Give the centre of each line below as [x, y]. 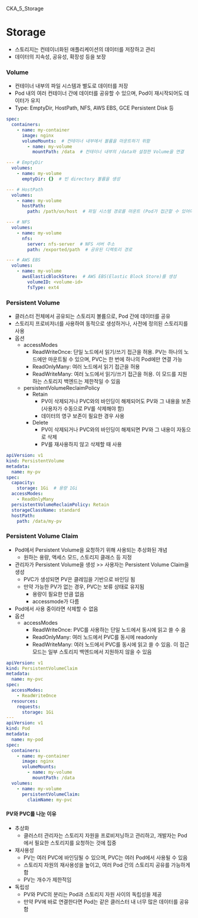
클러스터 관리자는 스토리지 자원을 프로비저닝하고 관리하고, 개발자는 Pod [105, 835]
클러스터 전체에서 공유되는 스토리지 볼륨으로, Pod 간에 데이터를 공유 [93, 316]
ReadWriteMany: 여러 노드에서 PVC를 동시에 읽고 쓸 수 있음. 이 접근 [111, 644]
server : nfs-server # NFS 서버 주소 [71, 244]
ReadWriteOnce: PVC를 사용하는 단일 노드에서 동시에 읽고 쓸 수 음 [109, 629]
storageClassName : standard [46, 510]
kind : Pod [18, 729]
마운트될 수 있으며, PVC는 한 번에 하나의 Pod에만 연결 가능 [115, 359]
